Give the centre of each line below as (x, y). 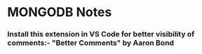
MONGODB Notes (60, 12)
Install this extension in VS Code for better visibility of (101, 34)
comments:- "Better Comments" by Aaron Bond (90, 43)
